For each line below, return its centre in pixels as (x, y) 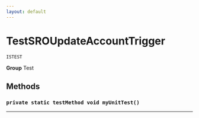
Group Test (20, 68)
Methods (23, 86)
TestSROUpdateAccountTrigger (86, 41)
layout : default (26, 12)
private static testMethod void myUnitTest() (73, 102)
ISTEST (14, 57)
